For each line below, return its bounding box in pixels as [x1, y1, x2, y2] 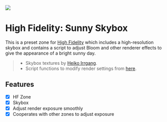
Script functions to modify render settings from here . [25, 65, 137, 71]
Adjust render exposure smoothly [12, 105, 83, 111]
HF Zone [12, 93, 32, 100]
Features [5, 80, 34, 89]
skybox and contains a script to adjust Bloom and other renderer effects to [5, 44, 162, 51]
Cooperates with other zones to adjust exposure [12, 111, 114, 117]
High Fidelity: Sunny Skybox [5, 22, 128, 34]
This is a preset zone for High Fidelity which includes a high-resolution [5, 39, 154, 45]
